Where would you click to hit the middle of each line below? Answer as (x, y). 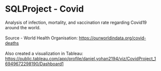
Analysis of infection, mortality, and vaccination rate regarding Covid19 (76, 22)
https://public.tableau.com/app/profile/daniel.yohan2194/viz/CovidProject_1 (81, 58)
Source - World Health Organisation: (41, 38)
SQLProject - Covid (45, 9)
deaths (12, 43)
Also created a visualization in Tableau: (44, 53)
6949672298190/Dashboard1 (35, 64)
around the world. (23, 27)
